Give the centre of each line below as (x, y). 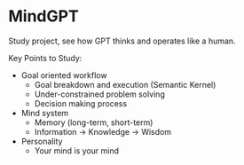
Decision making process (81, 103)
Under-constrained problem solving (99, 94)
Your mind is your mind (77, 150)
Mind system (45, 113)
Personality (42, 141)
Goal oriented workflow (64, 75)
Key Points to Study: (45, 58)
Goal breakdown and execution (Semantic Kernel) (125, 84)
